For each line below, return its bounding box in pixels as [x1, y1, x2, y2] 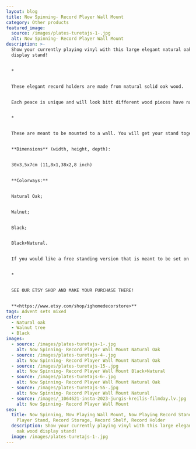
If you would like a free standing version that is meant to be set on [11, 256, 190, 262]
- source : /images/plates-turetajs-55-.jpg [11, 385, 118, 390]
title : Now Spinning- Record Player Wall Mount [6, 14, 124, 20]
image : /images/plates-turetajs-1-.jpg [11, 434, 108, 440]
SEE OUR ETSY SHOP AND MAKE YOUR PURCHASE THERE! [11, 287, 134, 293]
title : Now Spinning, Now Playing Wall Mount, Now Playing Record [11, 412, 176, 418]
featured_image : [6, 25, 45, 31]
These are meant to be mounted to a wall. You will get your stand [11, 131, 179, 136]
